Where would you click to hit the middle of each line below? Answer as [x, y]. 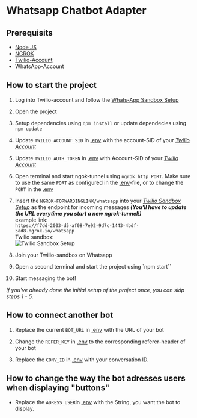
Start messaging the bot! [45, 278]
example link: [31, 220]
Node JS [26, 47]
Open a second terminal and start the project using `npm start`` [93, 266]
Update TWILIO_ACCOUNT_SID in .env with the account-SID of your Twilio [102, 140]
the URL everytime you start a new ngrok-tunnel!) [78, 213]
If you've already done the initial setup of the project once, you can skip [95, 290]
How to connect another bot [60, 315]
